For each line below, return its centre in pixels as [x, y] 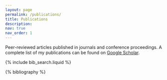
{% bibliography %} [25, 72]
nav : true [15, 28]
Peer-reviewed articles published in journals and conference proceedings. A [84, 47]
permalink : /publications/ [33, 14]
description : [19, 24]
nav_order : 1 [19, 33]
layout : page [19, 10]
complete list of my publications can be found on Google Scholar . [72, 52]
